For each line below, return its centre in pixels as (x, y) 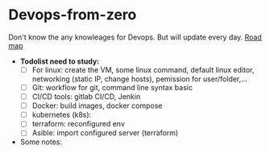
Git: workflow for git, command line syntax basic (112, 87)
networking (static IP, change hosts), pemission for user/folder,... (139, 79)
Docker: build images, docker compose (97, 105)
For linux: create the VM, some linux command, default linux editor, (143, 69)
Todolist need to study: (60, 61)
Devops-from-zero (73, 15)
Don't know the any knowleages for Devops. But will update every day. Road (135, 37)
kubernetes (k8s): (62, 115)
